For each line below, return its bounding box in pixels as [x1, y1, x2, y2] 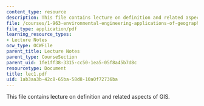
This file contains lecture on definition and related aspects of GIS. [6, 93, 170, 101]
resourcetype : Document [6, 65, 67, 71]
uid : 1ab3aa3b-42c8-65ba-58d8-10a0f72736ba [6, 76, 118, 82]
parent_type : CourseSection [6, 54, 78, 60]
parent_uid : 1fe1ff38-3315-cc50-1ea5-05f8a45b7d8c [6, 59, 137, 65]
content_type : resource [6, 8, 67, 15]
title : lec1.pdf [6, 71, 47, 77]
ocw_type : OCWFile [6, 43, 53, 49]
